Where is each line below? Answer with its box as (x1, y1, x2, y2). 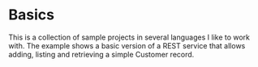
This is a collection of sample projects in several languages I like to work (8, 32, 250, 42)
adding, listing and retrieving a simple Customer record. (8, 49, 195, 59)
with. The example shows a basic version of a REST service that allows (8, 40, 246, 50)
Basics (8, 6, 55, 24)
